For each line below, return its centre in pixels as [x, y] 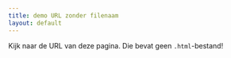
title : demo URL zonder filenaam [64, 15]
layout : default [35, 23]
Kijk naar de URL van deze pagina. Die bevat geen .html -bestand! [116, 45]
